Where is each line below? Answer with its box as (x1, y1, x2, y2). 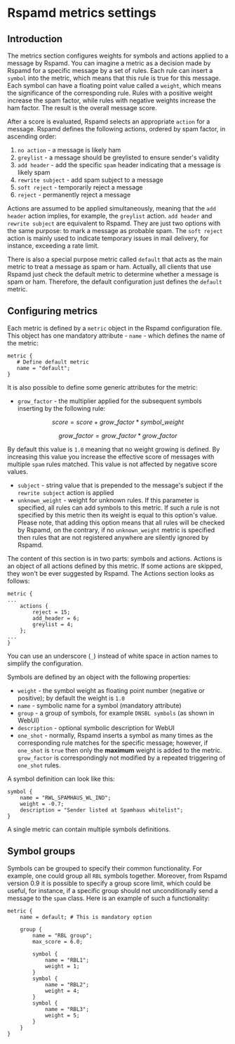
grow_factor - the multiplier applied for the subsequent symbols (17, 397, 202, 405)
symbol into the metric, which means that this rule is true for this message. (7, 74, 221, 82)
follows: (7, 576, 30, 585)
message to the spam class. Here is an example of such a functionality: (7, 894, 210, 902)
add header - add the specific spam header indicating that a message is (17, 161, 221, 169)
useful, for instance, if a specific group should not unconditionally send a (7, 886, 219, 894)
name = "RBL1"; (44, 956, 90, 963)
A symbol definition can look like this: (7, 774, 115, 783)
